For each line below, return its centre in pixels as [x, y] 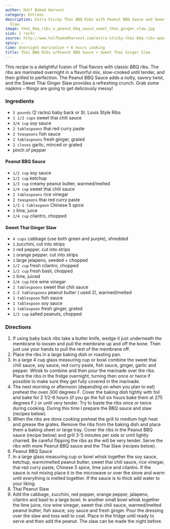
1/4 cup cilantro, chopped [39, 216]
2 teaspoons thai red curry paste [46, 200]
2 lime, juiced [26, 276]
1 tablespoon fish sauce [38, 298]
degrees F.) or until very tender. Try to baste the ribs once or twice [82, 402]
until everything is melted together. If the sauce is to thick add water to [86, 478]
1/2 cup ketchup [30, 178]
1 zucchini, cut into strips [39, 244]
